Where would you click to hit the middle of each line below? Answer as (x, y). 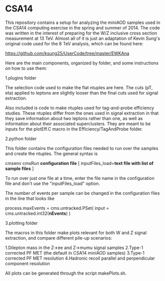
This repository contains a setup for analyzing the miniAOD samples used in (83, 22)
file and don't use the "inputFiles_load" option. (53, 183)
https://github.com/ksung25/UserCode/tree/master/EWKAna (67, 53)
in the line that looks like (30, 198)
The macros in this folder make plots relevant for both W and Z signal (76, 233)
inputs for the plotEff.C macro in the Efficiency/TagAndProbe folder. (74, 129)
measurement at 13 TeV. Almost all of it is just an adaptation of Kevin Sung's (83, 38)
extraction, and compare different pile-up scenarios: (59, 238)
